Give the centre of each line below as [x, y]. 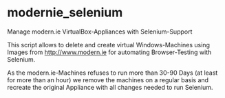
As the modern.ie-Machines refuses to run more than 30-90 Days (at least [112, 73]
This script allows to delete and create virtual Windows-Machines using [108, 45]
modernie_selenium [65, 13]
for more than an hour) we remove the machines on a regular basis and [108, 79]
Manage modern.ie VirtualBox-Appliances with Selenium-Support [100, 32]
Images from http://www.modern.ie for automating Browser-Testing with [109, 52]
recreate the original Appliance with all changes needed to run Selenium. [110, 87]
